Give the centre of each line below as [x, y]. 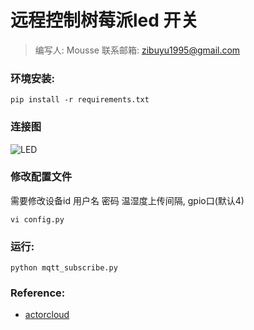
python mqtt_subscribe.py [64, 268]
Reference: [38, 293]
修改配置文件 [41, 177]
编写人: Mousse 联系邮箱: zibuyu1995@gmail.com [137, 50]
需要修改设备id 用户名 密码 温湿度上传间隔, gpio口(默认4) [127, 200]
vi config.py [37, 219]
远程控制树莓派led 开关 [104, 20]
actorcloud [47, 315]
